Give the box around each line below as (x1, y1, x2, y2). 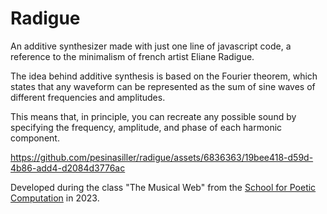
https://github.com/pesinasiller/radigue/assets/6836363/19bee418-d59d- (10, 151, 314, 163)
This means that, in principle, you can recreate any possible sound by (10, 110, 297, 122)
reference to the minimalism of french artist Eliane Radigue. (10, 50, 255, 62)
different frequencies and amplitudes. (10, 91, 166, 103)
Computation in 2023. (10, 192, 100, 204)
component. (10, 132, 60, 144)
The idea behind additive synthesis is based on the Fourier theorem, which (10, 70, 318, 82)
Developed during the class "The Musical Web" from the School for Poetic (10, 181, 317, 193)
